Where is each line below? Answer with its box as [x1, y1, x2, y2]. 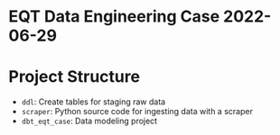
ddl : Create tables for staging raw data [21, 96, 166, 107]
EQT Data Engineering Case [8, 6, 220, 27]
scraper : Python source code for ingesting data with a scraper [21, 106, 254, 117]
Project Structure [8, 67, 141, 87]
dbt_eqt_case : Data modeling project [21, 115, 158, 127]
